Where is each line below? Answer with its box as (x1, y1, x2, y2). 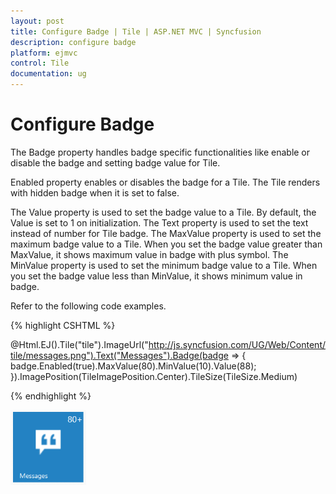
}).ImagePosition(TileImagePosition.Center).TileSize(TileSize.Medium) (10, 370, 298, 382)
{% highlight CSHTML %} (10, 319, 116, 331)
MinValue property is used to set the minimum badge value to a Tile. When (10, 259, 318, 271)
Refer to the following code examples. (10, 300, 167, 312)
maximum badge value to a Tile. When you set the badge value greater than (10, 238, 323, 250)
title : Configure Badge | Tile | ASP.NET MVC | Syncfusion (10, 26, 262, 37)
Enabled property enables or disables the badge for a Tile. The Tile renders (10, 176, 321, 188)
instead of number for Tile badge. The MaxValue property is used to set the (10, 227, 322, 239)
